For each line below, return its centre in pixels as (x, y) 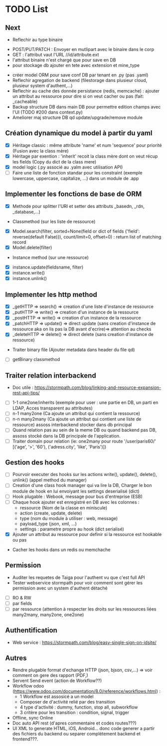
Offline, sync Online (33, 718)
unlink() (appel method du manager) (50, 480)
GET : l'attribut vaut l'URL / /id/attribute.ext (56, 54)
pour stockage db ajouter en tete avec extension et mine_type (76, 65)
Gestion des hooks (35, 462)
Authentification (31, 630)
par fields (22, 603)
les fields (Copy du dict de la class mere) (54, 161)
